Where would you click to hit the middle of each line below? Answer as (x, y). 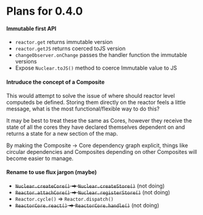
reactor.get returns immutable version (64, 42)
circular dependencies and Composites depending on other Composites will (101, 151)
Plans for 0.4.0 (45, 11)
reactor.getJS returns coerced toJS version (70, 49)
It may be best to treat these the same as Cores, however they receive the (99, 120)
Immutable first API (31, 28)
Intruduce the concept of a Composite (55, 82)
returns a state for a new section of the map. (62, 133)
